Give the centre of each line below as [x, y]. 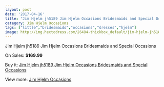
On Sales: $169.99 [24, 55]
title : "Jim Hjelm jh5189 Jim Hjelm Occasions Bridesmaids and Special [79, 18]
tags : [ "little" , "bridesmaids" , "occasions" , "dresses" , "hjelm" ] [71, 28]
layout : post [18, 9]
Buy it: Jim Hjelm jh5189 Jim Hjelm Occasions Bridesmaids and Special [76, 65]
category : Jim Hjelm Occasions [37, 23]
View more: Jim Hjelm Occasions [38, 79]
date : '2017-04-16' [25, 14]
